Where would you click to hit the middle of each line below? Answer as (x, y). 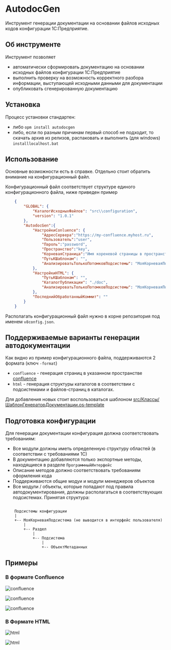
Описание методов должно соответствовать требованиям (77, 470)
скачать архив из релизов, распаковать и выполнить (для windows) (86, 138)
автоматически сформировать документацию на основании (78, 66)
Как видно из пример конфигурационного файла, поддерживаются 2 (80, 358)
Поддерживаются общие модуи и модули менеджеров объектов (83, 481)
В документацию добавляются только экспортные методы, (77, 460)
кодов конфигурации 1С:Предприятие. (47, 28)
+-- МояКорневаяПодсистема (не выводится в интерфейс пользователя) (89, 520)
